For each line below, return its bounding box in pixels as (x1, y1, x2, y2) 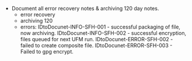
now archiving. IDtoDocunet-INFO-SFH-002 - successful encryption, (20, 30, 187, 37)
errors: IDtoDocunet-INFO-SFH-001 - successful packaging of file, (20, 23, 181, 30)
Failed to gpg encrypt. (20, 48, 74, 55)
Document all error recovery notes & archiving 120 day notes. (11, 5, 159, 12)
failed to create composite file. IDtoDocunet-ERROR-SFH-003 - (20, 42, 173, 49)
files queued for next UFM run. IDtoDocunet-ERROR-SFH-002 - (20, 36, 173, 42)
